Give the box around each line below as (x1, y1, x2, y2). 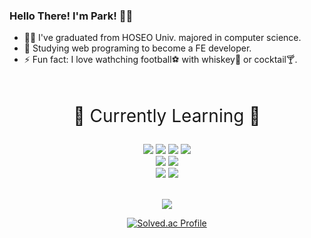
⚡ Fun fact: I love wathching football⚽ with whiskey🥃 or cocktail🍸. (23, 54, 298, 66)
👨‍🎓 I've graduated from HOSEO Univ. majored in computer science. (23, 32, 302, 44)
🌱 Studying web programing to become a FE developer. (23, 42, 252, 54)
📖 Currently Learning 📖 (73, 105, 261, 128)
